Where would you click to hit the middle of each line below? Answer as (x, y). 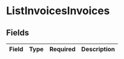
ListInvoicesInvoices (58, 11)
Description (98, 49)
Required (63, 49)
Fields (18, 33)
